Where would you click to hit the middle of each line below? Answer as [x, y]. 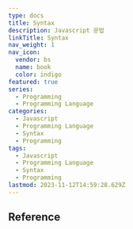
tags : [17, 148]
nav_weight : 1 [32, 45]
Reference [34, 218]
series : [21, 89]
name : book [33, 67]
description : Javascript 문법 [56, 30]
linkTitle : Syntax [38, 38]
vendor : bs [33, 60]
